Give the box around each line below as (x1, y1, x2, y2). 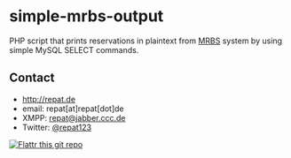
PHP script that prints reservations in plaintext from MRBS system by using (9, 35, 282, 46)
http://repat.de (21, 94, 76, 104)
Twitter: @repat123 (21, 122, 91, 132)
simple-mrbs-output (9, 6, 164, 26)
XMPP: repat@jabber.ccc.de (21, 112, 126, 123)
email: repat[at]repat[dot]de (21, 103, 124, 114)
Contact (9, 71, 55, 86)
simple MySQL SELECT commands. (9, 44, 139, 55)
